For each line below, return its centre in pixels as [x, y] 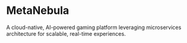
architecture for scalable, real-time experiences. [66, 33]
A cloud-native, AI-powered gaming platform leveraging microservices [94, 27]
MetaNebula [38, 11]
